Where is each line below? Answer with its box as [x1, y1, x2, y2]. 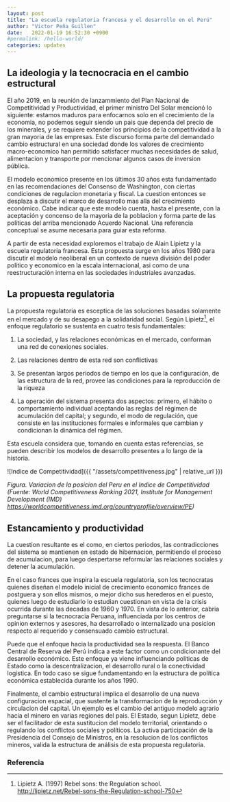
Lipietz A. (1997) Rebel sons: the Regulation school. [16, 779, 162, 788]
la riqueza [16, 384, 46, 392]
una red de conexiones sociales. [16, 343, 109, 351]
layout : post [7, 10, 44, 17]
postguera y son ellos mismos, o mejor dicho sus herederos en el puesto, [7, 590, 214, 598]
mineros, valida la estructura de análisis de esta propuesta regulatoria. [7, 741, 205, 749]
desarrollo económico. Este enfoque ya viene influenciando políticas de [7, 655, 209, 663]
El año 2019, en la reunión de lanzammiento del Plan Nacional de [7, 96, 190, 104]
